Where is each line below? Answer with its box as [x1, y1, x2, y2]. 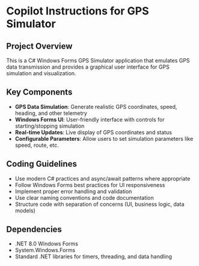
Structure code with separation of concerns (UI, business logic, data [14, 200, 185, 208]
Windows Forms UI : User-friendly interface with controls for [14, 116, 165, 123]
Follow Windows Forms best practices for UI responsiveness [14, 181, 165, 188]
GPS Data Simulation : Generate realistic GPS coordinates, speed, [14, 103, 177, 110]
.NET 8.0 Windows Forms [14, 240, 78, 247]
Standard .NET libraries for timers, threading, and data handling [14, 253, 173, 260]
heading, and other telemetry [14, 110, 87, 117]
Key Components [6, 87, 73, 97]
